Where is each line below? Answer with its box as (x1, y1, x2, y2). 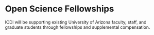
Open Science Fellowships (5, 3, 114, 14)
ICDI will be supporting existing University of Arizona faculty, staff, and (5, 19, 147, 25)
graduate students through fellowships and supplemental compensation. (5, 24, 150, 30)
